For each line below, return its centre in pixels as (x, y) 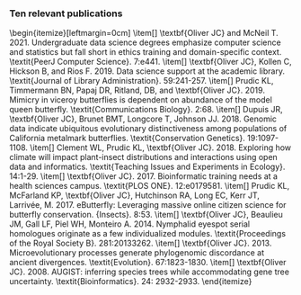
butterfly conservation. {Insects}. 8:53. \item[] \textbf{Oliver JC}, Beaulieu (146, 215)
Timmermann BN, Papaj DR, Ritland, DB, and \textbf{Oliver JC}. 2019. (137, 90)
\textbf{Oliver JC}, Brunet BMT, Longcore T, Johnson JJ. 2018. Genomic (143, 119)
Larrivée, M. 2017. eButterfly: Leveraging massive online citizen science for (148, 205)
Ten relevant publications (66, 13)
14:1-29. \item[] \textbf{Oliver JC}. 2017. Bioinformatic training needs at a (144, 176)
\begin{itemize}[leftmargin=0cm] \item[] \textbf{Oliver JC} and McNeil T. (144, 33)
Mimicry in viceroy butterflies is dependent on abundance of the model (141, 100)
